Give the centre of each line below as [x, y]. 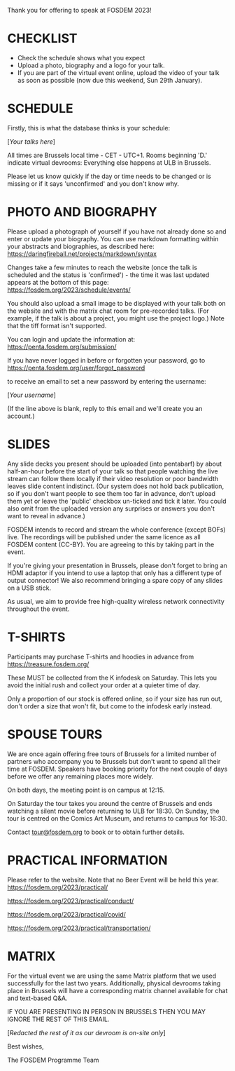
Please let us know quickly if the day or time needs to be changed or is [109, 176]
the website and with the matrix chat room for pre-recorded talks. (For [108, 311]
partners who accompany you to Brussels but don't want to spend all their [114, 761]
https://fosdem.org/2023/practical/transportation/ [79, 928]
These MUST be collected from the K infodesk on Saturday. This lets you [112, 678]
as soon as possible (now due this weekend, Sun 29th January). [110, 80]
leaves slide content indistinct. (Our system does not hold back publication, [116, 486]
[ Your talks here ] [31, 141]
